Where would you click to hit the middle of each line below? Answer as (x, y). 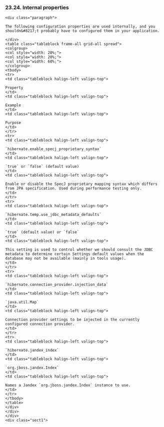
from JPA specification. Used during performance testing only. (73, 188)
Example (13, 105)
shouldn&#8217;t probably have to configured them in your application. (82, 31)
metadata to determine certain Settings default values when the (74, 254)
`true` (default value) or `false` (42, 232)
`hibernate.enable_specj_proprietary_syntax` (53, 149)
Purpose (13, 123)
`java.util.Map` (22, 302)
